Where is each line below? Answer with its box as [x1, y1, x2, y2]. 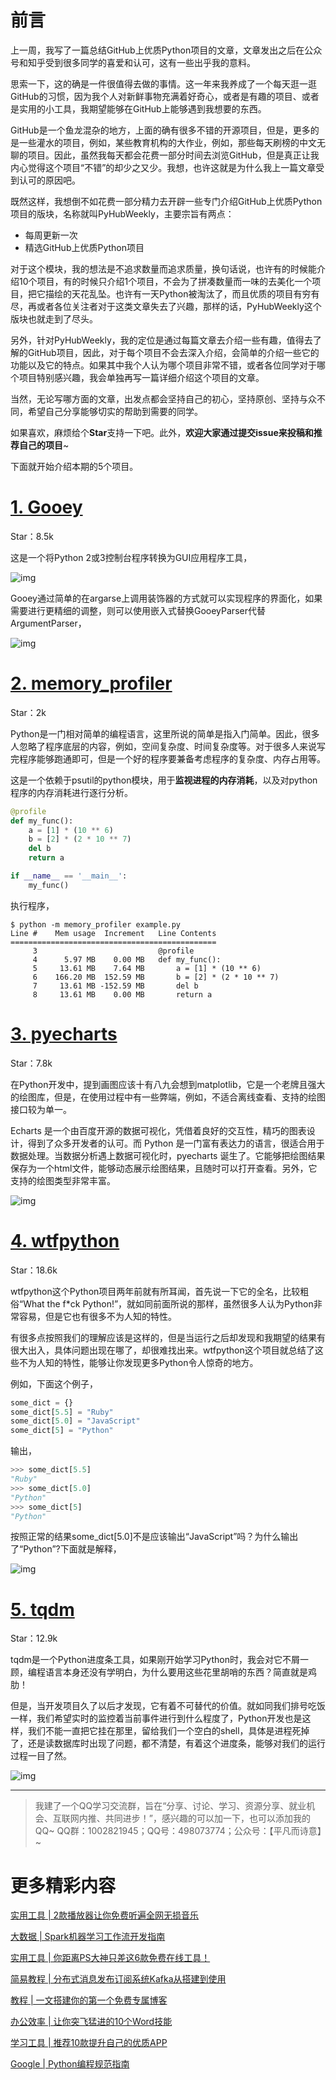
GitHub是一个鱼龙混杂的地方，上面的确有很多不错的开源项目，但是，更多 [10, 124, 311, 136]
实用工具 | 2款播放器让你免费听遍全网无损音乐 [10, 1909, 200, 1921]
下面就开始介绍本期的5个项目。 [10, 460, 139, 472]
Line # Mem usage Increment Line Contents [10, 928, 217, 938]
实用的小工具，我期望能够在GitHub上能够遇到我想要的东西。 [18, 102, 267, 115]
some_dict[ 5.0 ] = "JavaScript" [10, 1416, 141, 1426]
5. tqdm [10, 1598, 75, 1621]
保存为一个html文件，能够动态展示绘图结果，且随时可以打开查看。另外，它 [10, 1162, 318, 1174]
